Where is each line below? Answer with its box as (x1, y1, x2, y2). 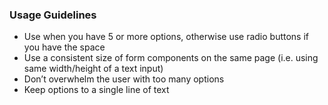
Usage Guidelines (9, 8, 97, 22)
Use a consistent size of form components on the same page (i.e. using (23, 52, 319, 64)
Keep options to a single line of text (23, 84, 170, 96)
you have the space (23, 41, 106, 53)
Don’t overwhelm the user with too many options (23, 73, 225, 85)
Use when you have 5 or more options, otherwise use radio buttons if (23, 31, 310, 43)
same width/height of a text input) (23, 63, 164, 75)
